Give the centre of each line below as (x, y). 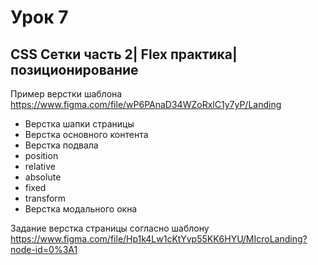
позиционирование (74, 69)
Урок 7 (39, 17)
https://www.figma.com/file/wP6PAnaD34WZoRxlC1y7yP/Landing (146, 104)
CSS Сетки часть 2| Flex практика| (124, 54)
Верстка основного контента (86, 134)
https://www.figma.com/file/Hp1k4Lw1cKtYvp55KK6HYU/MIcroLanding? (159, 239)
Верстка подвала (61, 145)
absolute (43, 177)
